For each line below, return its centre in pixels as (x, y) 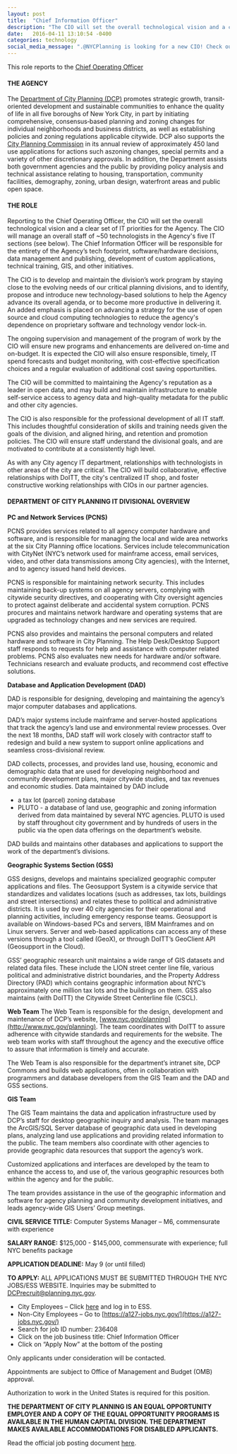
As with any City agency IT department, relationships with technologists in (115, 463)
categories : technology (42, 40)
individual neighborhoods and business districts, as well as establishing (111, 129)
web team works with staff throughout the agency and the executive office (116, 1041)
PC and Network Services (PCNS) (57, 517)
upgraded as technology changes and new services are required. (102, 619)
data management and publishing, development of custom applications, (111, 258)
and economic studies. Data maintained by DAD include (88, 786)
